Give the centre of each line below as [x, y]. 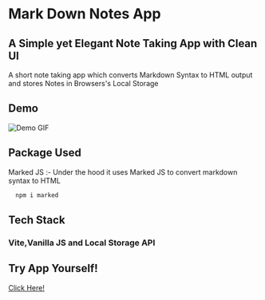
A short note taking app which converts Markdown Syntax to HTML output [131, 75]
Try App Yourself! [53, 268]
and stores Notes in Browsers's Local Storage [83, 83]
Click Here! [27, 287]
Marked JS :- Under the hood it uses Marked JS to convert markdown [123, 172]
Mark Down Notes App [85, 14]
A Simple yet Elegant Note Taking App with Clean [133, 43]
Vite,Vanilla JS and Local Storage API [82, 243]
